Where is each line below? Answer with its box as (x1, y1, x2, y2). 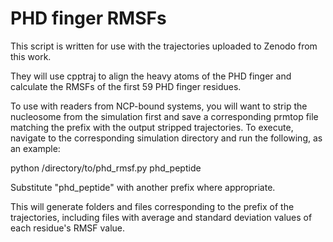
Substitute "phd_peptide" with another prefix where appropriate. (10, 181, 276, 193)
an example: (10, 142, 61, 154)
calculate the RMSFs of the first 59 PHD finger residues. (10, 80, 242, 92)
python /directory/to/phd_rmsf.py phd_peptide (10, 162, 202, 174)
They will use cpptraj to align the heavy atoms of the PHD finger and (10, 70, 292, 82)
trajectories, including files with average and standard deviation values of (10, 211, 313, 223)
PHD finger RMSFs (10, 7, 167, 30)
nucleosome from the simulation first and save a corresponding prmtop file (10, 110, 319, 122)
